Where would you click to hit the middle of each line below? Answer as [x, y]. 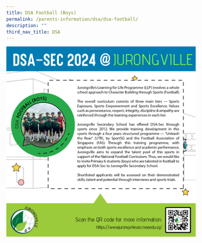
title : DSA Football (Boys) [41, 13]
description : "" [26, 25]
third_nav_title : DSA [33, 32]
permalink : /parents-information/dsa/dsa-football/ [72, 19]
